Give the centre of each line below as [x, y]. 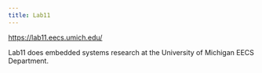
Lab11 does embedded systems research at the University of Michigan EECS [131, 52]
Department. [29, 61]
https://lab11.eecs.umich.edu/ [55, 37]
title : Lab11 [29, 15]
